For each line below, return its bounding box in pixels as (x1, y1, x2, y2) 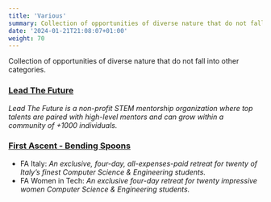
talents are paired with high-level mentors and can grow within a (8, 112, 224, 122)
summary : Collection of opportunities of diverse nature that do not (8, 19, 248, 27)
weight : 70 (8, 34, 45, 43)
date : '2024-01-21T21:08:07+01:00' (8, 27, 128, 35)
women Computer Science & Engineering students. (19, 184, 190, 194)
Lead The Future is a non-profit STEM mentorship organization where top (8, 103, 253, 113)
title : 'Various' (8, 11, 67, 20)
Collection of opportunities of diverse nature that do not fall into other (8, 56, 240, 66)
